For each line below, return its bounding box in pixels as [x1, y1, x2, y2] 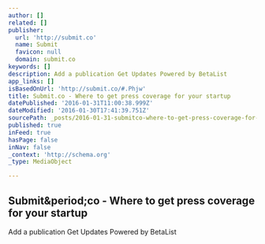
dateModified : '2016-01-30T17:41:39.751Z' [8, 107, 150, 115]
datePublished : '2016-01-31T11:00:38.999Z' [8, 99, 154, 107]
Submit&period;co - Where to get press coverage [8, 194, 255, 207]
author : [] [8, 11, 44, 20]
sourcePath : [8, 114, 47, 122]
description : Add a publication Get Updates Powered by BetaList [8, 70, 227, 78]
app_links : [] [8, 77, 55, 85]
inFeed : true [8, 128, 51, 136]
